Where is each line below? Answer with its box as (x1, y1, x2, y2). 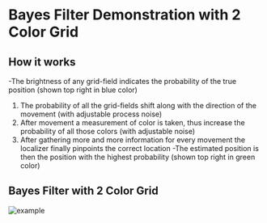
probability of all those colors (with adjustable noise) (19, 127, 196, 136)
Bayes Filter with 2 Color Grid (8, 184, 159, 198)
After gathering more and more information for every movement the (19, 135, 245, 145)
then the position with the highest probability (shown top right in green (19, 152, 256, 162)
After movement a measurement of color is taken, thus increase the (19, 118, 245, 127)
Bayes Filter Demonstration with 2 (8, 6, 241, 24)
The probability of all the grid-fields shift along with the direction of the (19, 101, 257, 110)
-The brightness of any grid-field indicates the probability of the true (8, 77, 237, 86)
